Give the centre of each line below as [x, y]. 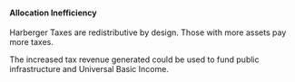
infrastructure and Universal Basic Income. [89, 69]
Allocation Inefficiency [53, 13]
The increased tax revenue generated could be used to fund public [134, 59]
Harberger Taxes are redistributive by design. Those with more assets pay [148, 32]
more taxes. [32, 42]
